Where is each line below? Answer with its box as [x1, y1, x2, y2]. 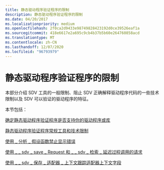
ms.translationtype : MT [5, 35, 55, 40]
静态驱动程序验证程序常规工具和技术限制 [5, 128, 88, 134]
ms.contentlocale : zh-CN [5, 40, 57, 45]
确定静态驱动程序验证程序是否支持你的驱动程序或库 [5, 117, 110, 123]
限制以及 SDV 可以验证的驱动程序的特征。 [5, 96, 91, 102]
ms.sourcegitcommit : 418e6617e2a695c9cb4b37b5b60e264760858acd [5, 30, 140, 35]
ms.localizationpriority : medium [5, 21, 75, 26]
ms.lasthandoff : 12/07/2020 [5, 44, 64, 49]
